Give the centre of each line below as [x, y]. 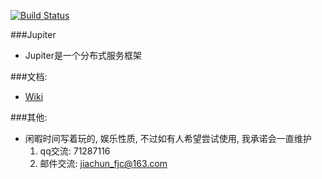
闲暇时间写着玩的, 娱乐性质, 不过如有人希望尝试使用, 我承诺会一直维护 [168, 138]
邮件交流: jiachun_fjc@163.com [103, 163]
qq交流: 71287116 [75, 151]
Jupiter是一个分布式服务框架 [83, 55]
